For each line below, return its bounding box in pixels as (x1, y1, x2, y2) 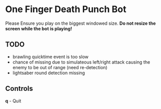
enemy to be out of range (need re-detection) (12, 64, 108, 70)
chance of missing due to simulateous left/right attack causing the (12, 59, 150, 65)
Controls (5, 84, 33, 93)
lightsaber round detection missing (12, 70, 85, 76)
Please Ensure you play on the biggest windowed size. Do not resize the (5, 20, 156, 26)
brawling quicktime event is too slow (12, 53, 89, 60)
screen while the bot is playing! (5, 25, 72, 31)
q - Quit (5, 97, 22, 104)
